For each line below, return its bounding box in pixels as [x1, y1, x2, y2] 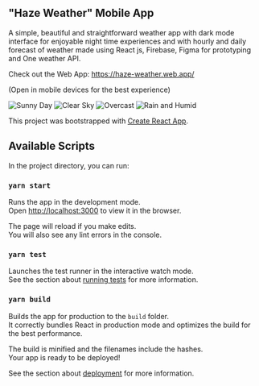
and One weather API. [8, 53, 81, 63]
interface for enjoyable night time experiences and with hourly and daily [8, 36, 247, 46]
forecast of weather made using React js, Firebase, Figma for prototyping [8, 44, 252, 55]
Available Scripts [8, 139, 95, 153]
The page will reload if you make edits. [8, 221, 137, 230]
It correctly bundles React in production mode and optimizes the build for [8, 320, 251, 330]
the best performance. [8, 328, 83, 338]
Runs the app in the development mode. [8, 197, 141, 206]
